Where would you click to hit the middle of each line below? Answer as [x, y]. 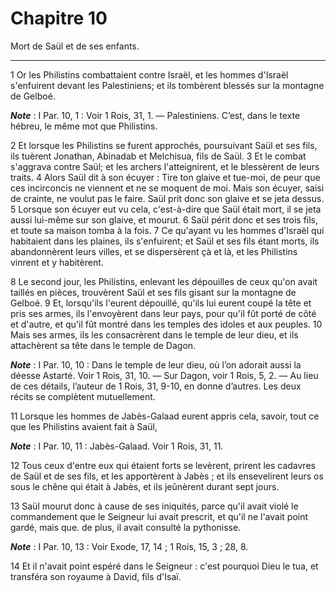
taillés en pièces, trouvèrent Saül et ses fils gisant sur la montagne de [153, 292]
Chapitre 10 [59, 18]
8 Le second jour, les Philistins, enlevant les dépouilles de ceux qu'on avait [164, 281]
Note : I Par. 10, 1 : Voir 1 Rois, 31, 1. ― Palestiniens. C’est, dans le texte [155, 115]
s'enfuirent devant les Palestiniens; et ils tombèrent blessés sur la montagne [167, 85]
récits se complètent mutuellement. [83, 396]
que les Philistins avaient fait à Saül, [84, 426]
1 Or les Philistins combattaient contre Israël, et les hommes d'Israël [149, 74]
